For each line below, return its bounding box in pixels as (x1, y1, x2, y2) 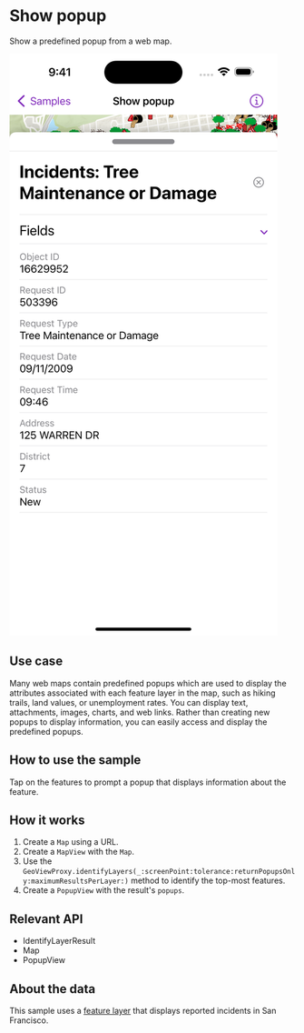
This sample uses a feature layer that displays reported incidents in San (9, 1006, 277, 1016)
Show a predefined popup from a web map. (9, 35, 172, 46)
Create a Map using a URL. (22, 837, 120, 847)
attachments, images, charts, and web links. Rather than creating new (9, 707, 270, 717)
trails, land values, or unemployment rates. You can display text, (9, 697, 249, 707)
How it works (9, 812, 85, 827)
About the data (9, 981, 96, 997)
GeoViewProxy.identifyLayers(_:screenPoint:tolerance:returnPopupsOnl (22, 868, 296, 877)
